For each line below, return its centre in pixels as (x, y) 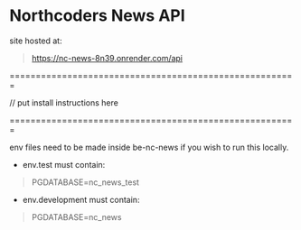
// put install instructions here (64, 102)
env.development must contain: (81, 199)
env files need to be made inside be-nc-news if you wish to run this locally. (149, 147)
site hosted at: (36, 41)
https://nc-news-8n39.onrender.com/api (107, 58)
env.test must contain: (64, 164)
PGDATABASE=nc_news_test (85, 182)
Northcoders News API (97, 16)
